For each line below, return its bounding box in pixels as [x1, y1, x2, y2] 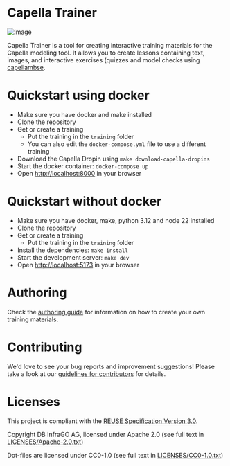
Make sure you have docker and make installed [17, 110, 152, 118]
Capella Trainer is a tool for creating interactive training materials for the [7, 41, 213, 49]
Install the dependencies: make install [17, 246, 128, 254]
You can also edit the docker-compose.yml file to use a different [27, 140, 206, 148]
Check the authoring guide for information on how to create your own [7, 307, 206, 316]
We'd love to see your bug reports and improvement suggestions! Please [7, 362, 215, 370]
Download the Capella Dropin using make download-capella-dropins [17, 154, 210, 163]
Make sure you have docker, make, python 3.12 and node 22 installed [17, 216, 215, 224]
